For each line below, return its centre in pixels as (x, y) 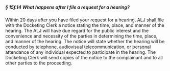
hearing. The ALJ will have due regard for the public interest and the (77, 30)
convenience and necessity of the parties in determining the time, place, (81, 36)
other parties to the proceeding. (39, 63)
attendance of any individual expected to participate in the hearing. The (81, 52)
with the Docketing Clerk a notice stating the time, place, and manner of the (85, 25)
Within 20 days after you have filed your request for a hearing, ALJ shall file (85, 20)
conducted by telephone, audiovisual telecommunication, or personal (78, 47)
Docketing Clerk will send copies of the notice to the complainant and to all (84, 57)
